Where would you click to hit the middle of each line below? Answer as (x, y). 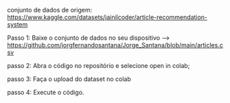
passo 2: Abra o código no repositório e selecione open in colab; (99, 66)
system (18, 24)
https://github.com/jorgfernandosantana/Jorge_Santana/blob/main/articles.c (115, 45)
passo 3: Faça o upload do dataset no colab (69, 79)
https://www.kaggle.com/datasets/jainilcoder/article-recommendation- (107, 17)
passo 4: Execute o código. (46, 92)
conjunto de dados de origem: (50, 10)
